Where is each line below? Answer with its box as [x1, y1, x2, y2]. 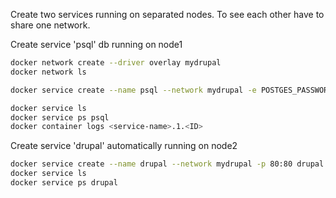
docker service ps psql [10, 112, 110, 123]
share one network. [10, 19, 91, 31]
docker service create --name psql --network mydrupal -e [10, 85, 257, 95]
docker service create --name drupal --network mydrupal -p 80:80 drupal [10, 159, 325, 169]
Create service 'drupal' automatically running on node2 [10, 140, 238, 152]
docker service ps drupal [10, 178, 118, 188]
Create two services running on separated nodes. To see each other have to [10, 9, 325, 20]
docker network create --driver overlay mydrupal [10, 58, 222, 68]
